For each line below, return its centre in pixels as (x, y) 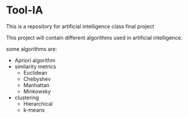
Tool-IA (25, 10)
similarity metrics (35, 66)
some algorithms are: (32, 49)
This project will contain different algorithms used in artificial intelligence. (94, 37)
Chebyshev (37, 79)
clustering (27, 98)
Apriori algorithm (35, 60)
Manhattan (36, 85)
